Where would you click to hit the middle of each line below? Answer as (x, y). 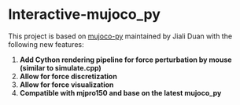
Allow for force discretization (68, 76)
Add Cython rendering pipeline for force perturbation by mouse (126, 60)
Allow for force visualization (66, 85)
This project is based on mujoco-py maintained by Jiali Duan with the (120, 36)
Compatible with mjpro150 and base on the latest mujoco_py (120, 92)
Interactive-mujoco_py (85, 14)
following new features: (46, 44)
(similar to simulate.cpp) (61, 67)
